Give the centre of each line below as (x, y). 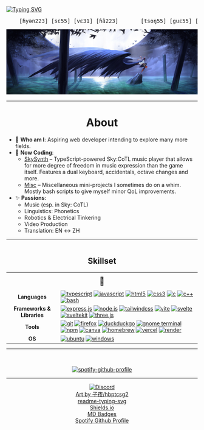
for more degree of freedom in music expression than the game (104, 166)
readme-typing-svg (102, 401)
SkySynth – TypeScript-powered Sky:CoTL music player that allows (108, 159)
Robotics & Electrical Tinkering (63, 218)
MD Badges (102, 414)
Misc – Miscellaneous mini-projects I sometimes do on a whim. (103, 185)
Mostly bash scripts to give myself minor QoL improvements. (100, 191)
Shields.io (102, 407)
